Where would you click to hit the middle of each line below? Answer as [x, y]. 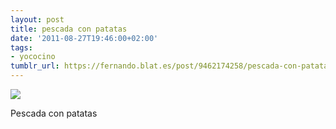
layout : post [37, 19]
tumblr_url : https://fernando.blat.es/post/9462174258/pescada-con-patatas [171, 66]
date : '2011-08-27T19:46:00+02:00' [84, 38]
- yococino [33, 57]
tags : [21, 47]
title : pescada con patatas [69, 29]
